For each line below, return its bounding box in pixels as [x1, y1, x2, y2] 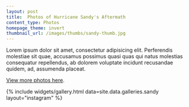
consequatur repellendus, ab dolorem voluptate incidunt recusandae [6, 59, 174, 66]
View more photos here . [6, 77, 65, 84]
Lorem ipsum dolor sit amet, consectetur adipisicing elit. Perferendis [6, 46, 173, 53]
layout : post [6, 8, 39, 15]
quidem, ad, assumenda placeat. [6, 65, 86, 72]
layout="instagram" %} [6, 95, 63, 102]
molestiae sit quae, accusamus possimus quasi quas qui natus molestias [6, 53, 183, 60]
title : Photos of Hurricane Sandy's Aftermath [6, 14, 126, 20]
